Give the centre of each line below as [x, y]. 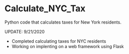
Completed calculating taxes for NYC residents [59, 41]
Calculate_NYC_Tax [45, 9]
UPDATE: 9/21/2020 [25, 31]
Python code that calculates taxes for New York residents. [63, 22]
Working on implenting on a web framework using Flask [68, 46]
